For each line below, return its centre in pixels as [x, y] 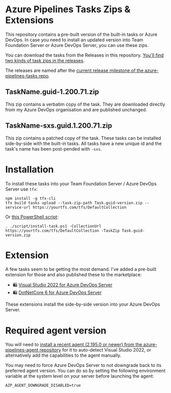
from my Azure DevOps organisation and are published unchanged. [76, 109]
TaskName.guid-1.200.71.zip [52, 92]
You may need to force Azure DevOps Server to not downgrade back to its [83, 365]
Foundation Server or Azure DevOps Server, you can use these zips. [77, 45]
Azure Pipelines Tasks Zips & [68, 9]
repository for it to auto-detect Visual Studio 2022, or [95, 350]
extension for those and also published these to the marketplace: [74, 275]
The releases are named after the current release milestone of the [75, 70]
